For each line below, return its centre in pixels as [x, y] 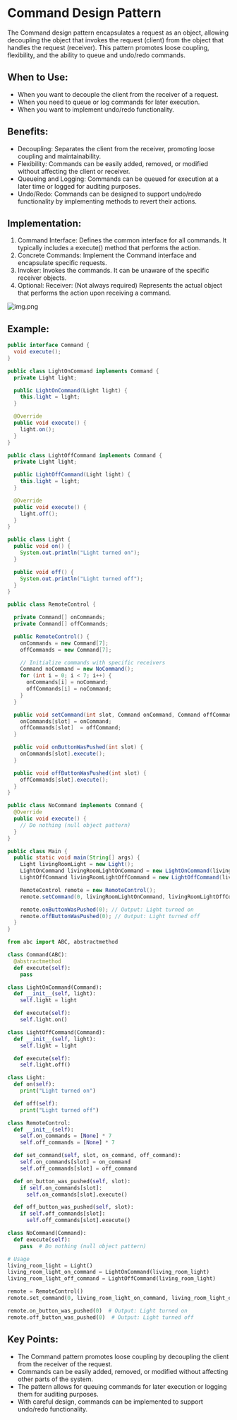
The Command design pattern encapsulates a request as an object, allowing [118, 33]
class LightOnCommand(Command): [55, 987]
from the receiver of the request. [65, 1364]
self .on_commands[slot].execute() [77, 1195]
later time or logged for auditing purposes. [79, 186]
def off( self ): [36, 1103]
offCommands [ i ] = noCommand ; [69, 689]
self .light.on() [44, 1020]
